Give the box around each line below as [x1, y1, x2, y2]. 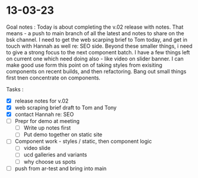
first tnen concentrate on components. [6, 74, 101, 81]
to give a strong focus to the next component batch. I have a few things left [6, 48, 190, 56]
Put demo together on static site [23, 131, 103, 138]
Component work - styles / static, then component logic [14, 138, 152, 145]
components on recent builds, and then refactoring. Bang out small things [6, 67, 187, 75]
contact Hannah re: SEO [14, 111, 74, 118]
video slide [23, 145, 51, 152]
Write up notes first [23, 124, 71, 131]
